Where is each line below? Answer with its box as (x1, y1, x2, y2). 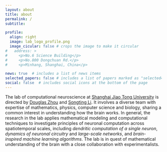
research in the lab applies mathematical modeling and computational (5, 115, 148, 121)
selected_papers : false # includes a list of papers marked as (5, 76, 139, 81)
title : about (5, 12, 32, 17)
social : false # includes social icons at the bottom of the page (5, 80, 148, 86)
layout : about (5, 7, 35, 12)
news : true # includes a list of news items (5, 71, 101, 76)
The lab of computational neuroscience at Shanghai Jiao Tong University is (5, 94, 159, 100)
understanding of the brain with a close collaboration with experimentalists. (5, 141, 160, 147)
